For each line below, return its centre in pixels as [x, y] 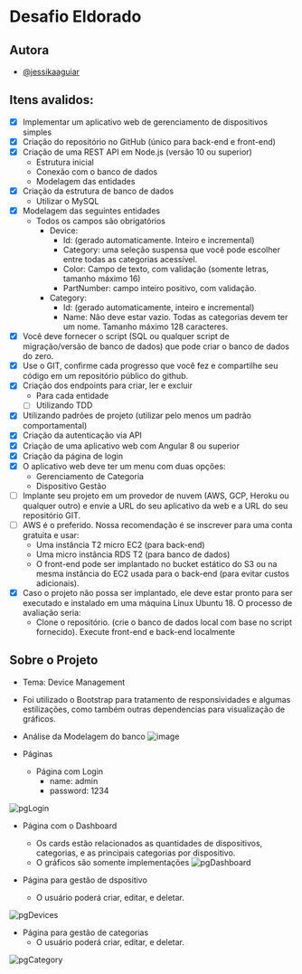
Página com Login [70, 771]
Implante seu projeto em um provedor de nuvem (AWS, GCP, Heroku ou [156, 496]
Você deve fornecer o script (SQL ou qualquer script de [126, 336]
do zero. [38, 356]
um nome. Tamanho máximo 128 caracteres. [146, 326]
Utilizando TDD [64, 405]
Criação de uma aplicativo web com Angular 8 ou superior [131, 446]
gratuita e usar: [51, 534]
